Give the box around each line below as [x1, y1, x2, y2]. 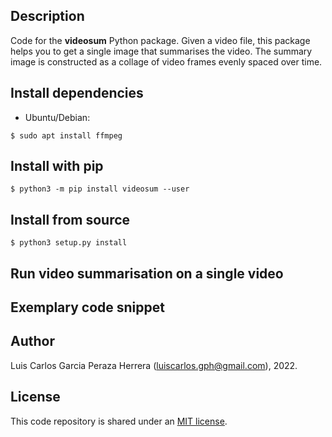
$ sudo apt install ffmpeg [10, 130, 123, 141]
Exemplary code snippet [10, 299, 165, 316]
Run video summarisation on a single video [10, 265, 284, 282]
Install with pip [10, 158, 104, 175]
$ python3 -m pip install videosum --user [10, 184, 190, 194]
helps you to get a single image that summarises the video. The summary [10, 45, 313, 57]
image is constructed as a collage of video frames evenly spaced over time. [10, 55, 323, 68]
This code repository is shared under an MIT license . [10, 415, 228, 427]
